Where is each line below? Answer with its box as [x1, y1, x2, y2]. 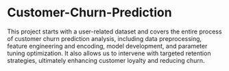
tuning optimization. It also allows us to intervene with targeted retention [7, 49, 211, 57]
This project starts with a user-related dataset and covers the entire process [7, 27, 222, 35]
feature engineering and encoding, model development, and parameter [7, 42, 208, 50]
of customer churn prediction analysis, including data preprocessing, [7, 34, 202, 42]
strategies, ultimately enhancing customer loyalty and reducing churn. [7, 56, 205, 64]
